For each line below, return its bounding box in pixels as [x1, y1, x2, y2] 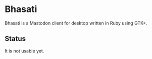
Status [5, 34, 26, 43]
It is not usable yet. [5, 47, 44, 53]
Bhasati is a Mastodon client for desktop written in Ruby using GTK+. [5, 20, 147, 26]
